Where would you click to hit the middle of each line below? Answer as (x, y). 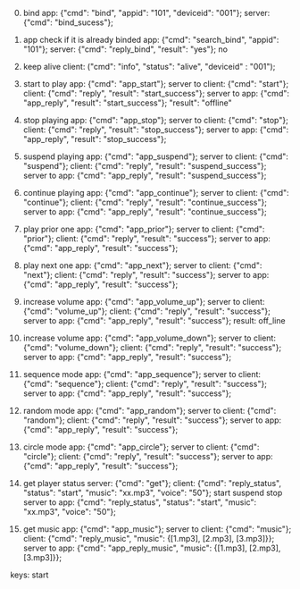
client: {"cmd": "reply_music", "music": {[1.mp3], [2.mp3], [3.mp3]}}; (149, 539)
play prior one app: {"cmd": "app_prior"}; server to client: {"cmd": (144, 229)
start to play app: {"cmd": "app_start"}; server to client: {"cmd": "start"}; (156, 84)
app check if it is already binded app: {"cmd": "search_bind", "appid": (151, 40)
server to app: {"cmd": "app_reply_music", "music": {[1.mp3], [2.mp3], (152, 548)
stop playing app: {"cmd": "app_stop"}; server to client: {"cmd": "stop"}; (155, 120)
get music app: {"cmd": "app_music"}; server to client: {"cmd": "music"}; (157, 529)
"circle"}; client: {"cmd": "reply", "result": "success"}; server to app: (148, 456)
